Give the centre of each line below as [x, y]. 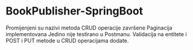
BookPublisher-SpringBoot [74, 11]
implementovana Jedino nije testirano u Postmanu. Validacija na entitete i [96, 34]
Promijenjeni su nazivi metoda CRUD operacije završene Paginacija [89, 28]
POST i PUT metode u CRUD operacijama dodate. [67, 40]
